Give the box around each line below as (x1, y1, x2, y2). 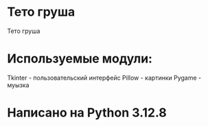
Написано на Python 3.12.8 (7, 105, 167, 121)
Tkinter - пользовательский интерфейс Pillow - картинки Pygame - (7, 73, 201, 82)
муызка (7, 80, 30, 89)
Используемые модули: (7, 51, 153, 67)
